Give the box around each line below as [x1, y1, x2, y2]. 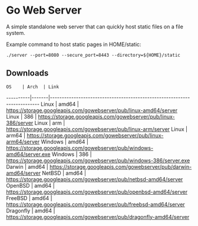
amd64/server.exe [6, 150, 51, 158]
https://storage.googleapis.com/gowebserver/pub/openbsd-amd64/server [6, 188, 187, 195]
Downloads [6, 68, 49, 78]
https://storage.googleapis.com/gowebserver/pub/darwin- [49, 163, 192, 170]
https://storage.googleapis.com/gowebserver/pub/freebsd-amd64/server [6, 201, 186, 208]
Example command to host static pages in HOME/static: [6, 41, 141, 48]
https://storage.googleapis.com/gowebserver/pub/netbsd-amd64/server [6, 175, 183, 183]
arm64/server [6, 138, 40, 145]
